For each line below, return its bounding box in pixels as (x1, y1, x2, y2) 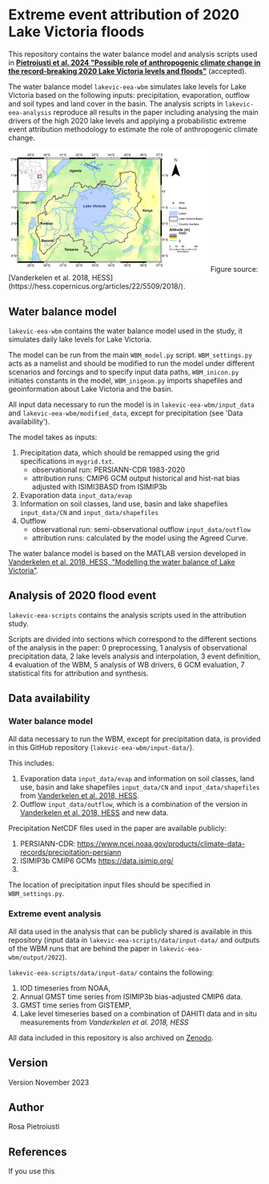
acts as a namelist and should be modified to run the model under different (8, 359, 255, 368)
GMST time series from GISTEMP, (19, 1000, 132, 1010)
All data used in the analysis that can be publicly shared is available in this (8, 927, 252, 936)
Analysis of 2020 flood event (8, 589, 157, 602)
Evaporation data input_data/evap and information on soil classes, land (19, 773, 255, 783)
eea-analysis (8, 108, 52, 117)
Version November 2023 (8, 1077, 90, 1087)
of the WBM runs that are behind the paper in (8, 943, 158, 953)
